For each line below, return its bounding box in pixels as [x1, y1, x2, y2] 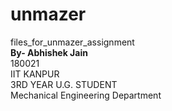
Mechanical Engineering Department [10, 89, 162, 101]
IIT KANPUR [10, 68, 60, 80]
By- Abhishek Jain [10, 46, 88, 58]
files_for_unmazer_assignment [10, 36, 135, 48]
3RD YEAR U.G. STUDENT [10, 78, 118, 90]
